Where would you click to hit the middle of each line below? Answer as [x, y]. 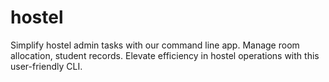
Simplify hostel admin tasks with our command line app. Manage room [155, 45]
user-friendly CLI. [46, 66]
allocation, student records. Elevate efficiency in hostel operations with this [165, 55]
